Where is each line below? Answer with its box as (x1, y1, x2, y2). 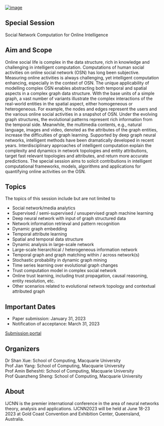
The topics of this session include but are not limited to (5, 196, 116, 201)
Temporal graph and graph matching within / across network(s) (12, 252, 140, 258)
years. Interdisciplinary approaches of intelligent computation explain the (5, 142, 152, 148)
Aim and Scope (5, 46, 52, 54)
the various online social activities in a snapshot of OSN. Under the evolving (5, 111, 158, 117)
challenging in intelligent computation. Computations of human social (5, 64, 144, 70)
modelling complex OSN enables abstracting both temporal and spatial (5, 85, 147, 91)
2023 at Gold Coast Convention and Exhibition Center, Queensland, (5, 411, 141, 417)
